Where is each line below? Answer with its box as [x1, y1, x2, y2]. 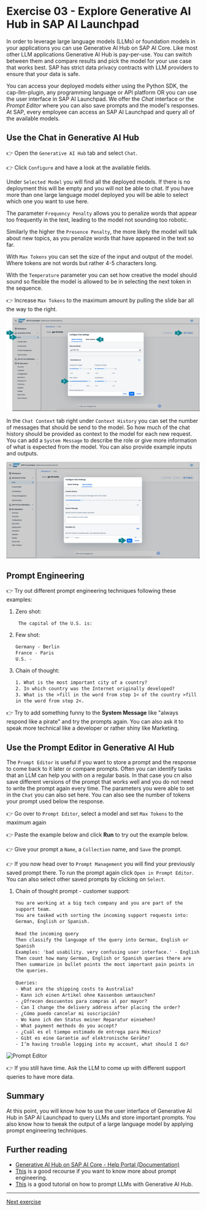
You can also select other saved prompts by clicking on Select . [6, 876, 166, 883]
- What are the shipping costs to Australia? [15, 986, 134, 992]
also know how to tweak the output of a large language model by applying [6, 1120, 194, 1128]
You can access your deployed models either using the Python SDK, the [6, 82, 188, 90]
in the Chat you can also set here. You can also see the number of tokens [6, 791, 191, 799]
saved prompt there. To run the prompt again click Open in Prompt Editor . [6, 869, 194, 876]
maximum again [6, 819, 47, 826]
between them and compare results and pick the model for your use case [6, 57, 192, 64]
